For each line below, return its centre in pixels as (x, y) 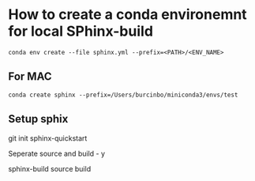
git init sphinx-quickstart (48, 138)
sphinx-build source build (50, 168)
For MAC (30, 77)
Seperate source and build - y (56, 153)
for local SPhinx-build (81, 31)
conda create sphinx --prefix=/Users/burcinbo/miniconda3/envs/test (123, 95)
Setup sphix (38, 119)
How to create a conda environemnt (127, 15)
